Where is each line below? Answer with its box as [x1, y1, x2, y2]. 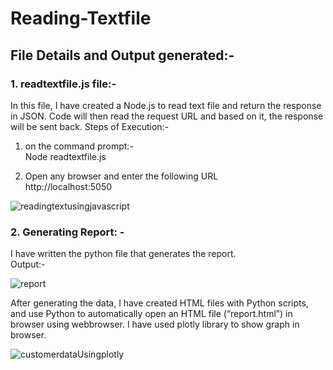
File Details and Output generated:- [10, 47, 235, 64]
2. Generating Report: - [10, 225, 125, 239]
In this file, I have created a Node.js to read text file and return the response [10, 99, 322, 111]
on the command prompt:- [24, 140, 134, 152]
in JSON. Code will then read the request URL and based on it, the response [10, 110, 324, 122]
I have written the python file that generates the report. [10, 248, 237, 260]
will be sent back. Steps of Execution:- [10, 120, 170, 132]
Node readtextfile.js [24, 150, 107, 162]
